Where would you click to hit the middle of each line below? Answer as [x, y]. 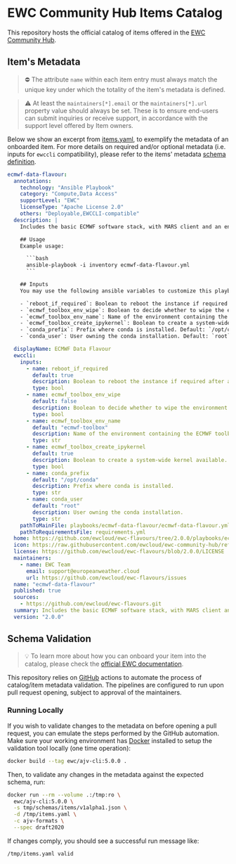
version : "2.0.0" [39, 617]
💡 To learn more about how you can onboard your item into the [116, 656]
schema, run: [26, 782]
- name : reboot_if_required [67, 368]
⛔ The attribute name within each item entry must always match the [121, 79]
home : [22, 539]
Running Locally [35, 710]
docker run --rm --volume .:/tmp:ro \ [64, 795]
